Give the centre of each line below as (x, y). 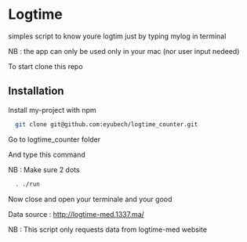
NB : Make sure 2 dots (44, 169)
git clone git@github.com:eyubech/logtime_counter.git (107, 124)
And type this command (47, 154)
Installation (36, 91)
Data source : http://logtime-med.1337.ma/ (76, 214)
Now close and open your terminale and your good (90, 199)
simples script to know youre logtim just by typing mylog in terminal (117, 36)
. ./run (28, 184)
